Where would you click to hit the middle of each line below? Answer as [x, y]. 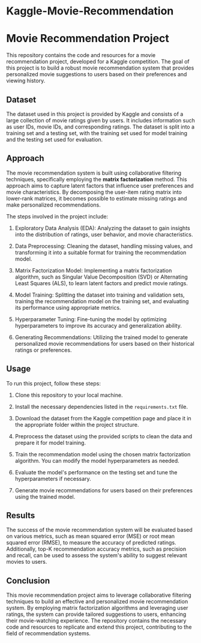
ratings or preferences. [43, 350]
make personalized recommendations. [53, 205]
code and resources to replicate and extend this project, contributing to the [99, 627]
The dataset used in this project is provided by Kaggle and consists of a [95, 114]
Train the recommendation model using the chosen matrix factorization [103, 454]
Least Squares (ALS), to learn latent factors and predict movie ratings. [101, 283]
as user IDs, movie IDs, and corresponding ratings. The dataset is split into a [100, 127]
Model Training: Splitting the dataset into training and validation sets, [100, 295]
